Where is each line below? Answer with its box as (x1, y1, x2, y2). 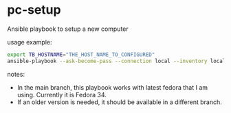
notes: (7, 70, 25, 78)
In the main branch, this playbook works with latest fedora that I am (16, 83, 208, 91)
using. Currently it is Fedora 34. (16, 90, 107, 99)
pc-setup (7, 2, 61, 18)
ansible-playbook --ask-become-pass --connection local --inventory (7, 58, 208, 64)
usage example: (7, 38, 52, 46)
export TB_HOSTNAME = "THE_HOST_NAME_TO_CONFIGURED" (7, 51, 155, 58)
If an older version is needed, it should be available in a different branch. (16, 98, 222, 106)
